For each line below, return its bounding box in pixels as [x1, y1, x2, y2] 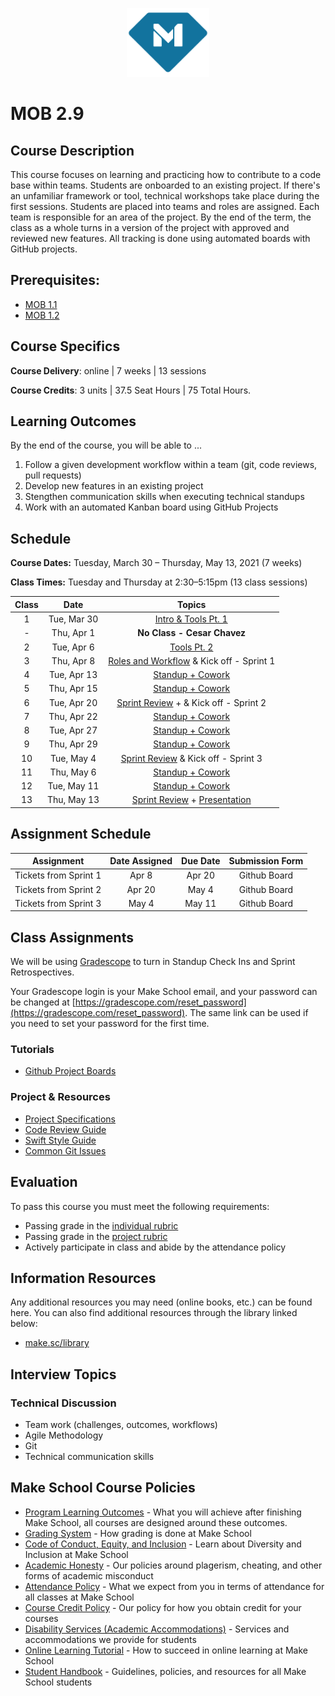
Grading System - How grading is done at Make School [24, 1527, 252, 1539]
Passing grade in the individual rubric [24, 1219, 179, 1232]
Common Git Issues [24, 1144, 107, 1157]
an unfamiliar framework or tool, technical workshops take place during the [10, 190, 320, 202]
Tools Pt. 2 [169, 641, 214, 653]
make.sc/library [24, 1337, 90, 1349]
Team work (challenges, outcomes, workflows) [24, 1419, 218, 1431]
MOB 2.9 [10, 103, 85, 125]
